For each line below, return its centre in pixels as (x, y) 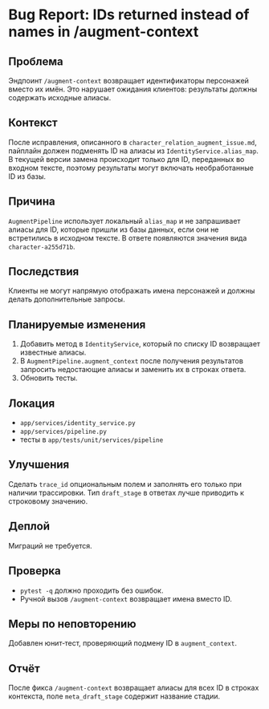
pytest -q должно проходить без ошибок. (92, 590)
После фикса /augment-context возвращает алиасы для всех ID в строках (134, 688)
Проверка (35, 571)
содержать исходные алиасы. (60, 97)
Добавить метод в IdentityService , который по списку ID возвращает (140, 344)
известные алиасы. (53, 352)
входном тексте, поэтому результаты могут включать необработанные (131, 168)
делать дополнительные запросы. (67, 299)
